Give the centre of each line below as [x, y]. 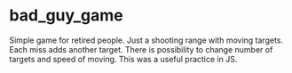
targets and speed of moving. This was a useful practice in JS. [123, 59]
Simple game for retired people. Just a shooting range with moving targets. [146, 40]
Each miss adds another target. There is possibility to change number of [141, 49]
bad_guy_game [66, 16]
